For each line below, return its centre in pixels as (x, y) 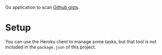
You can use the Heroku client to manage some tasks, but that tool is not (81, 41)
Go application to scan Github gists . (43, 7)
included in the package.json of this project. (51, 47)
